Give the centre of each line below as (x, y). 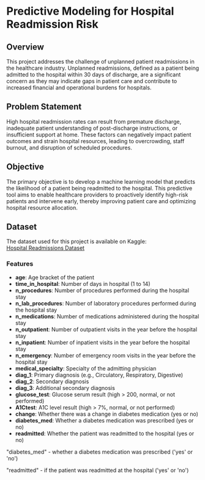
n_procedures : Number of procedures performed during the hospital (102, 290)
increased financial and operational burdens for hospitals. (79, 88)
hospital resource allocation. (42, 208)
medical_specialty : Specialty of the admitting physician (86, 368)
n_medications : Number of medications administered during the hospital (107, 316)
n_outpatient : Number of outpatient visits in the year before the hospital (106, 329)
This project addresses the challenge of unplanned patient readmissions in (100, 62)
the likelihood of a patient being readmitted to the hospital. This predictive (99, 188)
